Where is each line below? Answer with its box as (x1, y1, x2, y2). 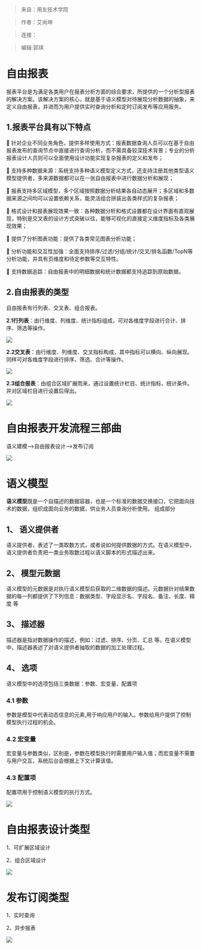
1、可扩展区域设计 (6, 844, 51, 851)
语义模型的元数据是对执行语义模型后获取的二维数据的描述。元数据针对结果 (6, 585, 190, 592)
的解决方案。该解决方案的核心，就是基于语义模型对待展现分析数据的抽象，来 (6, 95, 195, 102)
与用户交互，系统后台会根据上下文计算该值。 (6, 757, 117, 765)
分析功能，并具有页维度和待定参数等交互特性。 (6, 255, 121, 262)
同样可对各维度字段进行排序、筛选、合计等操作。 (6, 355, 127, 363)
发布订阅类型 (6, 891, 70, 904)
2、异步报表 (6, 924, 36, 932)
